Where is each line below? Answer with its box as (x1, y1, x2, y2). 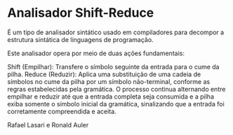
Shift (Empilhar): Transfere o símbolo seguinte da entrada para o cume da (7, 62, 220, 71)
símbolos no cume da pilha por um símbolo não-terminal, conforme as (7, 77, 211, 85)
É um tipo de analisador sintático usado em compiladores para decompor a (7, 28, 225, 36)
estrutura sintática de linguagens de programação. (7, 35, 154, 43)
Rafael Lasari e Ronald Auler (7, 120, 89, 129)
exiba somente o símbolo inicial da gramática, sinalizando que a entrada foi (7, 99, 225, 108)
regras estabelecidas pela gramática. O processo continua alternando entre (7, 85, 226, 93)
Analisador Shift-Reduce (7, 5, 154, 21)
